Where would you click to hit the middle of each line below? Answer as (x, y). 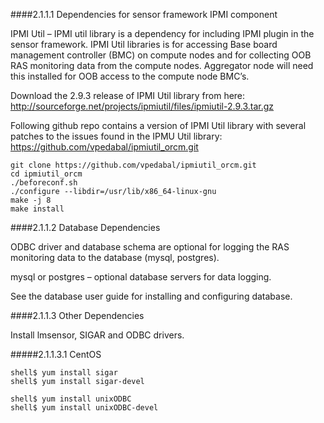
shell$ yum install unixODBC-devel (84, 408)
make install (37, 209)
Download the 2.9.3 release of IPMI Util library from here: (128, 95)
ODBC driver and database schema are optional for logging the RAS (150, 247)
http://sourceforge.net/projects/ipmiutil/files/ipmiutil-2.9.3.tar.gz (142, 106)
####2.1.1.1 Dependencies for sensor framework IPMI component (144, 14)
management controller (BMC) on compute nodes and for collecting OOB (161, 55)
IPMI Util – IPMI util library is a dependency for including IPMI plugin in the (162, 33)
